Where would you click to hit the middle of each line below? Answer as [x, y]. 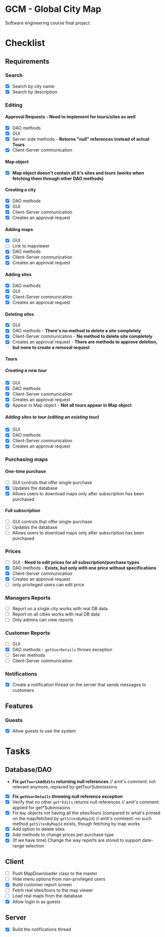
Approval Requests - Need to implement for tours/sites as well [70, 117]
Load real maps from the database [47, 896]
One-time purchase [25, 471]
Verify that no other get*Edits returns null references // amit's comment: [86, 802]
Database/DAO [28, 769]
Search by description [35, 92]
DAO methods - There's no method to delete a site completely [77, 331]
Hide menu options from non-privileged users [59, 879]
